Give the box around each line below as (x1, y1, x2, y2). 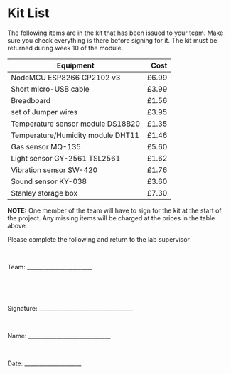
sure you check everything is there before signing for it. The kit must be (7, 36, 217, 44)
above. (7, 221, 28, 230)
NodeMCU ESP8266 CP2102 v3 (11, 73, 121, 82)
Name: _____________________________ (7, 331, 111, 340)
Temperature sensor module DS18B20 (11, 119, 141, 129)
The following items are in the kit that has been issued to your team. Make (7, 28, 224, 37)
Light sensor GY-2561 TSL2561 (11, 153, 121, 163)
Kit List (7, 5, 50, 21)
